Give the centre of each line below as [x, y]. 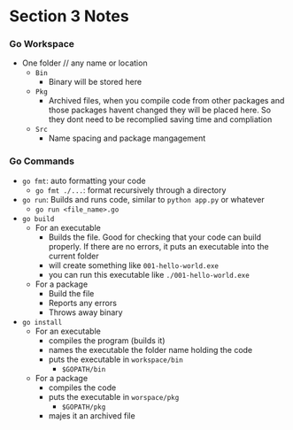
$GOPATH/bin [84, 369]
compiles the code [82, 388]
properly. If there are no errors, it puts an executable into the [158, 246]
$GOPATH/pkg [84, 407]
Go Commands [42, 161]
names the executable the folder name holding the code [150, 349]
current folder [73, 256]
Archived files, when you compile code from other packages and [166, 101]
